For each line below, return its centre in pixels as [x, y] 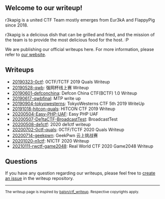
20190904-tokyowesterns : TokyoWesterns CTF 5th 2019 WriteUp [78, 103]
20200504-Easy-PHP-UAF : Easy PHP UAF [55, 114]
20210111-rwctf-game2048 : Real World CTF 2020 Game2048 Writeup [83, 146]
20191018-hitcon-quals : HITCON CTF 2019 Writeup [64, 109]
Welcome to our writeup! [44, 8]
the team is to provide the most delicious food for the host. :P [67, 40]
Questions [21, 162]
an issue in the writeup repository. [40, 178]
